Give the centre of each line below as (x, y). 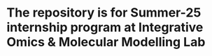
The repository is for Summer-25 (104, 13)
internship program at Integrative (105, 27)
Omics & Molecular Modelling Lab (106, 42)
